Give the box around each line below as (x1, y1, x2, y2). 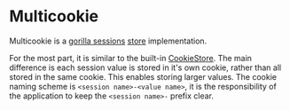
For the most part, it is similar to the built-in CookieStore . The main (9, 52, 253, 63)
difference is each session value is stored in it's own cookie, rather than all (9, 62, 282, 73)
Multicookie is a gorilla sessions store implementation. (9, 35, 208, 46)
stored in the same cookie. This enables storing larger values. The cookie (9, 71, 278, 82)
